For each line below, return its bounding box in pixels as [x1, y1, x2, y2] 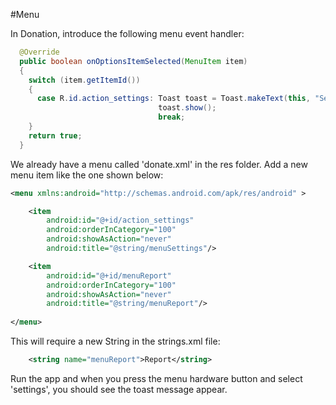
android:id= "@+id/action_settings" [46, 215, 195, 226]
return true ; [28, 130, 83, 141]
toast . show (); [158, 103, 217, 113]
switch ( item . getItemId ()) [28, 75, 141, 85]
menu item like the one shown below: [10, 169, 164, 181]
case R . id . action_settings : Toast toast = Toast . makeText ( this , [36, 94, 311, 104]
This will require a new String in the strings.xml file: [10, 335, 221, 347]
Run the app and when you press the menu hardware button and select [10, 372, 303, 384]
